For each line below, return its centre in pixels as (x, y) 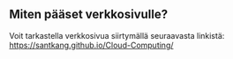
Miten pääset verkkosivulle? (89, 15)
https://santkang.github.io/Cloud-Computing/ (91, 45)
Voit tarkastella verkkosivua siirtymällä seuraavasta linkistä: (117, 35)
